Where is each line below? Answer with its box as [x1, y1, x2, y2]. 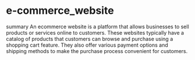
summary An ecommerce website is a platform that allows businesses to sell [6, 23, 189, 30]
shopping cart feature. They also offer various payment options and [6, 42, 169, 48]
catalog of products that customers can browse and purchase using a [6, 35, 173, 42]
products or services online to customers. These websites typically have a [6, 29, 185, 36]
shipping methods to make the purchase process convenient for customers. [6, 47, 188, 54]
